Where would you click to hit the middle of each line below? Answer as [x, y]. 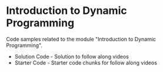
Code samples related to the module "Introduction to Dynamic [81, 39]
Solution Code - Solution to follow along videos [72, 56]
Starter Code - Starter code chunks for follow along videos [86, 63]
